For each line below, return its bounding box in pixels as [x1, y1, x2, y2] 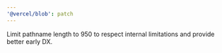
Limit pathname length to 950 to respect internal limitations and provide [6, 30, 215, 38]
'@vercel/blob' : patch [6, 10, 74, 18]
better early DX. [6, 37, 53, 46]
